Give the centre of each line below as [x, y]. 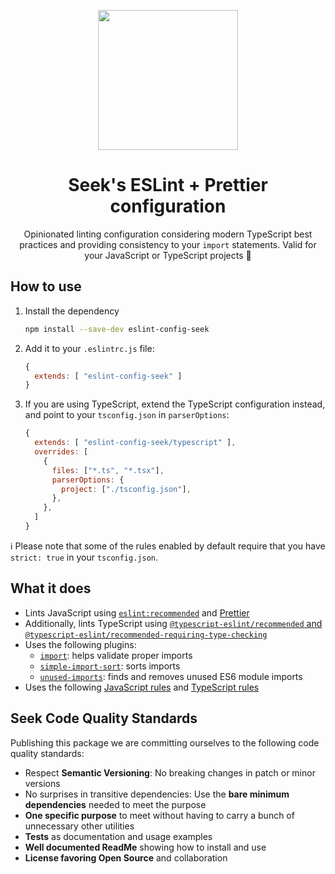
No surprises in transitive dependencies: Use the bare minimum [157, 794]
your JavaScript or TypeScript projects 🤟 [168, 255]
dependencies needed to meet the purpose [115, 804]
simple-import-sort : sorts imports [110, 666]
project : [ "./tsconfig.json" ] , [126, 489]
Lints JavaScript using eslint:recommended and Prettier [137, 612]
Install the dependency [72, 311]
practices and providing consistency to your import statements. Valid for [168, 244]
